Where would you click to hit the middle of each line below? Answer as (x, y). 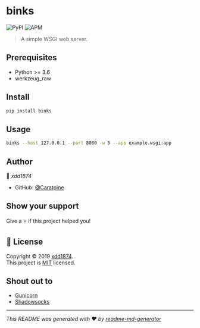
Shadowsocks (32, 302)
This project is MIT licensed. (41, 263)
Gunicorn (26, 295)
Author (19, 162)
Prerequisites (32, 58)
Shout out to (29, 281)
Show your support (43, 206)
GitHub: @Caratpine (39, 187)
